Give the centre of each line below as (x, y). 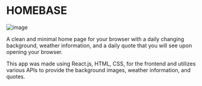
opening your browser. (35, 51)
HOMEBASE (37, 11)
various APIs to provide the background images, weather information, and (99, 70)
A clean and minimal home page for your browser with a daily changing (95, 39)
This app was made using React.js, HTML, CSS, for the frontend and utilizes (101, 64)
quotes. (16, 76)
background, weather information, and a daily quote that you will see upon (99, 45)
